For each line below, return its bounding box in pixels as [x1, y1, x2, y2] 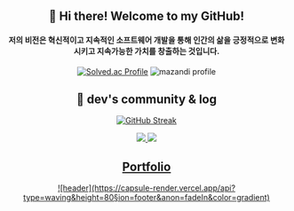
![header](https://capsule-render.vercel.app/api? [58, 183, 235, 193]
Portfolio [122, 159, 171, 174]
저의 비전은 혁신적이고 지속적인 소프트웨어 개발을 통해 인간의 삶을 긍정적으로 [8, 35, 269, 45]
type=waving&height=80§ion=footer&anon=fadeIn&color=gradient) [23, 192, 270, 203]
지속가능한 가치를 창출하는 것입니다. [96, 45, 220, 56]
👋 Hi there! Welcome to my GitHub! [49, 9, 244, 24]
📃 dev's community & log [75, 91, 218, 106]
